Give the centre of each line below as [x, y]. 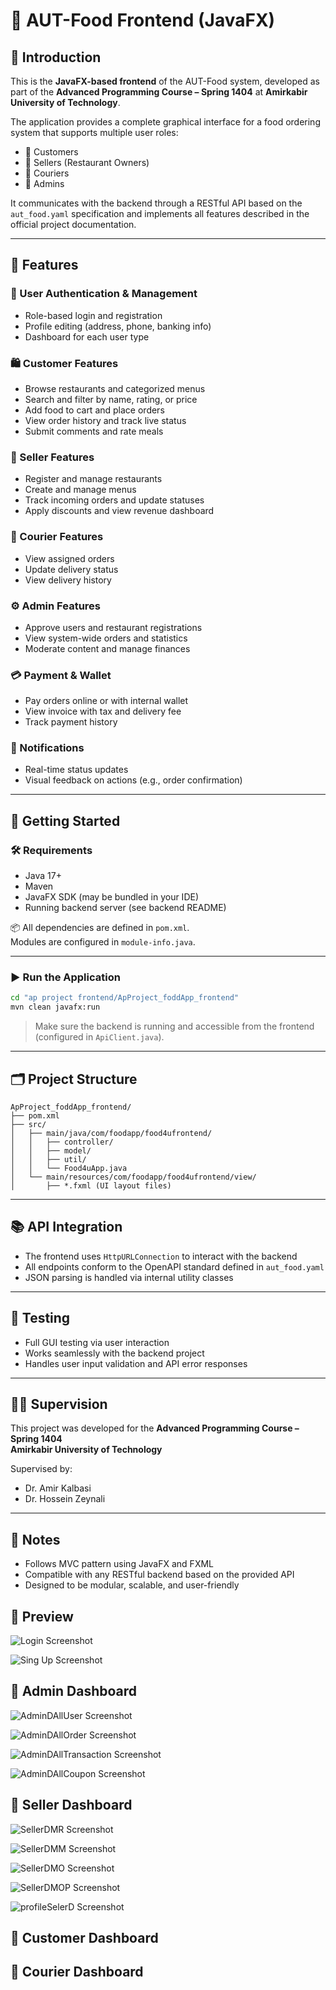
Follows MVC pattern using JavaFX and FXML [119, 1564]
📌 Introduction [56, 57]
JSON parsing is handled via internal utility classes [129, 1277]
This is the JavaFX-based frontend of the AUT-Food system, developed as [165, 81]
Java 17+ [43, 876]
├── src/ [28, 1125]
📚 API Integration [66, 1227]
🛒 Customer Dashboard [84, 1938]
